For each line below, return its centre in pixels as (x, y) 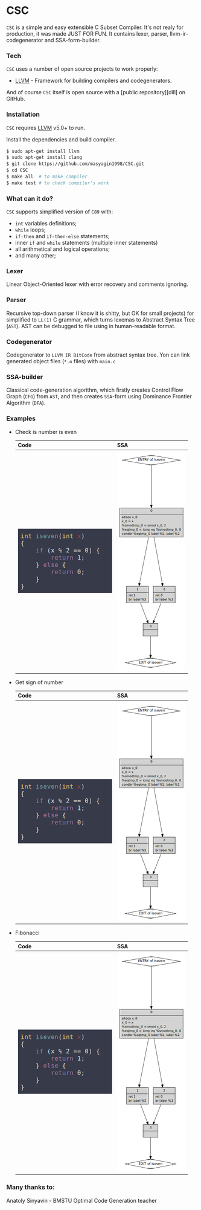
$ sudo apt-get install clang (44, 158)
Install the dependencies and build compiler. (61, 139)
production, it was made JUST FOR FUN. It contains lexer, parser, (88, 33)
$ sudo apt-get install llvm (43, 151)
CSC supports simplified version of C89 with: (60, 212)
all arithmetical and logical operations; (62, 249)
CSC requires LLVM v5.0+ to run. (46, 128)
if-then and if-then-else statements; (62, 236)
